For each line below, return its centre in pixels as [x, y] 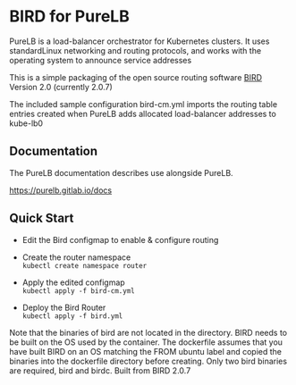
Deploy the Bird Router [64, 307]
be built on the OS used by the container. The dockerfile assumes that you [146, 342]
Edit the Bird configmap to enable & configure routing [120, 239]
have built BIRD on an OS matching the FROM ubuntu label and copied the [146, 351]
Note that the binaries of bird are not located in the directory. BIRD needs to [148, 332]
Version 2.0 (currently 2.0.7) [61, 87]
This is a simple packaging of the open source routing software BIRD [135, 77]
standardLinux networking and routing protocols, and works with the [135, 50]
